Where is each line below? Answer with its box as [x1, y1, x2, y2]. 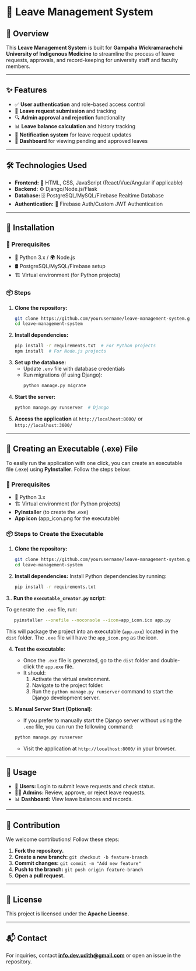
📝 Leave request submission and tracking [14, 107, 117, 114]
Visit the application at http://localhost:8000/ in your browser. [23, 745, 176, 752]
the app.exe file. [36, 663, 74, 670]
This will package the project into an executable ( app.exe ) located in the [6, 628, 178, 635]
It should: [23, 669, 46, 676]
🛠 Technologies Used [6, 160, 87, 170]
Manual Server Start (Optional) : [14, 705, 93, 712]
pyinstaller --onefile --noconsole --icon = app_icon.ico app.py [13, 617, 171, 623]
